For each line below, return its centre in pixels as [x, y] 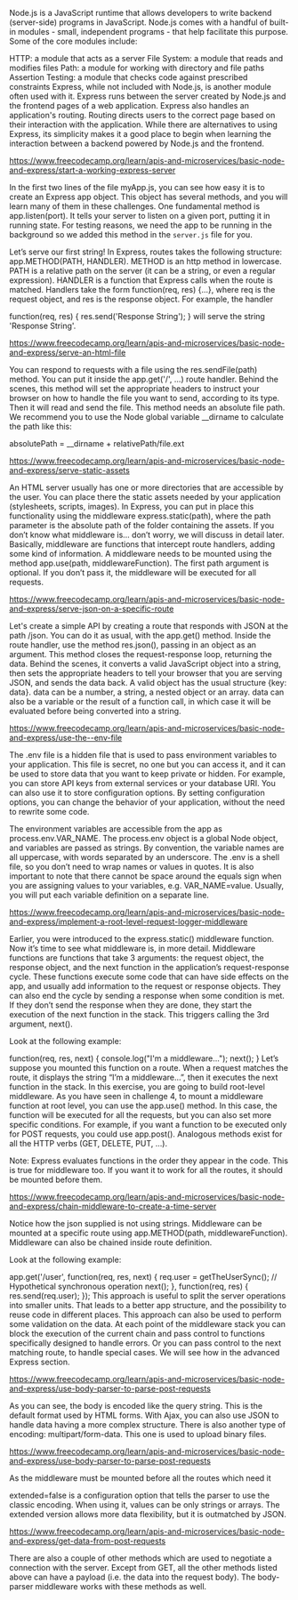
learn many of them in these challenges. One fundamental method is [135, 206]
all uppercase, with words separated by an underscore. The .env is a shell [145, 857]
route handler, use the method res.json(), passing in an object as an [133, 645]
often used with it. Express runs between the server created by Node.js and [148, 96]
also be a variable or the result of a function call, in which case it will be [140, 701]
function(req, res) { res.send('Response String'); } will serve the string [137, 316]
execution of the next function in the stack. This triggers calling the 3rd [139, 1014]
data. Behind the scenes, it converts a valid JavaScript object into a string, [145, 663]
